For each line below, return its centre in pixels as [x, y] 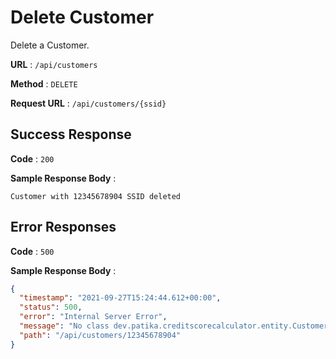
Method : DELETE [44, 83]
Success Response [71, 134]
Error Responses [63, 227]
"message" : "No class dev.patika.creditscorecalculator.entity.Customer [174, 326]
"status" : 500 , [51, 307]
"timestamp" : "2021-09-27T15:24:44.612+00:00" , [120, 298]
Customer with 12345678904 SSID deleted [96, 196]
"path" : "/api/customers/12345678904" [100, 335]
